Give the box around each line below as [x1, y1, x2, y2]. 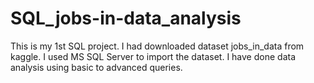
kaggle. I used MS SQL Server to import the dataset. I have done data [10, 50, 296, 62]
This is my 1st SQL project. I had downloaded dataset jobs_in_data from [10, 40, 305, 52]
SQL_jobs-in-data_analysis [10, 7, 242, 30]
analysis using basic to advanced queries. [10, 61, 183, 73]
